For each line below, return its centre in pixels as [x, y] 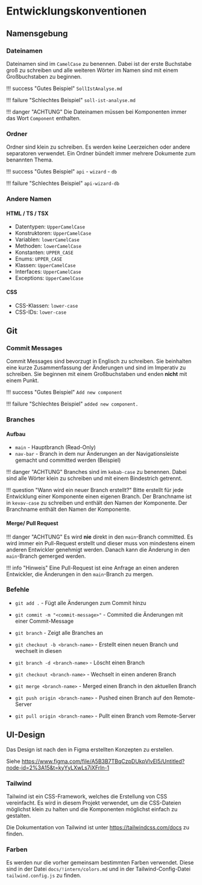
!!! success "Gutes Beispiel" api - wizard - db [62, 172]
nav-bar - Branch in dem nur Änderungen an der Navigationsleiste [97, 454]
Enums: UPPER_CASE [38, 259]
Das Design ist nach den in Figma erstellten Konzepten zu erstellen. [90, 749]
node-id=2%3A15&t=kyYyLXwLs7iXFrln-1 [58, 767]
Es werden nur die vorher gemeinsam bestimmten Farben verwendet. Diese [100, 863]
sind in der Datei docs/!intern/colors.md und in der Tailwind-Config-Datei [99, 869]
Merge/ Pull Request [32, 523]
